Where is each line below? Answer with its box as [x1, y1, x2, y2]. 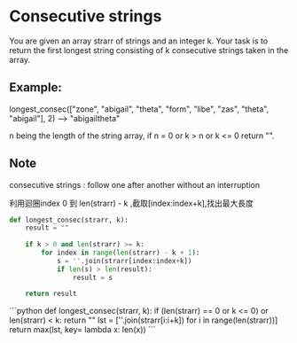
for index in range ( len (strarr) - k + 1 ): [41, 248, 200, 258]
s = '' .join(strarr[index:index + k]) [56, 256, 192, 265]
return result [25, 290, 77, 299]
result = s [72, 273, 113, 282]
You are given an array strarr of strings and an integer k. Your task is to [9, 35, 269, 46]
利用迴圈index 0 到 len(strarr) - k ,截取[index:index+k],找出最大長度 [9, 198, 254, 208]
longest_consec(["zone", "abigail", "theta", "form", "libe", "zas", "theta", [9, 104, 270, 114]
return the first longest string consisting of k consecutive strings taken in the [9, 44, 289, 55]
